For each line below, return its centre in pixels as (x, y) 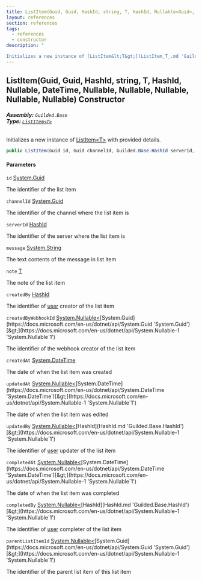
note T (14, 271)
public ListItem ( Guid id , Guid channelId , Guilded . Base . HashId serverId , (101, 151)
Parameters (21, 164)
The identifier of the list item (41, 190)
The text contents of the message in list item (61, 259)
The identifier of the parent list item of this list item (69, 572)
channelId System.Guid (35, 201)
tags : (13, 29)
